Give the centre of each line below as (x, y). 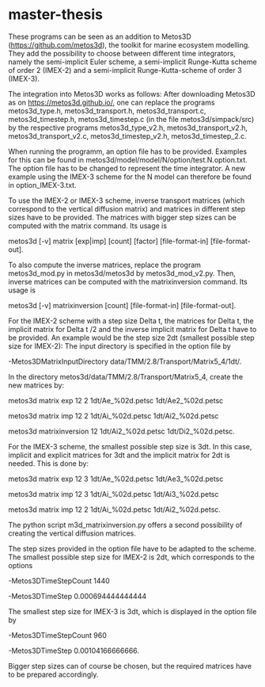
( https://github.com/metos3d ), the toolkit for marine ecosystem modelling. (129, 44)
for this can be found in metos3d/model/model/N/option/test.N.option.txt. (128, 159)
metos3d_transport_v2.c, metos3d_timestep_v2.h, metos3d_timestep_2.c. (127, 135)
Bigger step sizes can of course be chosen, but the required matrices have (130, 666)
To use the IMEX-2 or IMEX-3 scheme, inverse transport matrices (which (127, 200)
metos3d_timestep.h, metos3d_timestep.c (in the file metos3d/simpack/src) (131, 119)
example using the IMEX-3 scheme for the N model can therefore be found (130, 177)
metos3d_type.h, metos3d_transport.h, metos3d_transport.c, (107, 111)
